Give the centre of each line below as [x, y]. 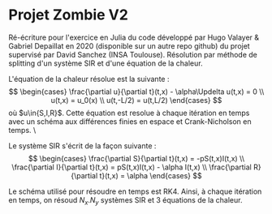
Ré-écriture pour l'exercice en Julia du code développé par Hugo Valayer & [134, 37]
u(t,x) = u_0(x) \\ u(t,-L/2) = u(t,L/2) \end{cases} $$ [136, 100]
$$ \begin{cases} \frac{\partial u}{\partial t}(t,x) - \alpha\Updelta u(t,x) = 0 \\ [136, 92]
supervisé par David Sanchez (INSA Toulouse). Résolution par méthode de [133, 54]
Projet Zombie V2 [68, 15]
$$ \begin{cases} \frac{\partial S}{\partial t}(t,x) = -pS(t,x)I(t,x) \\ [136, 158]
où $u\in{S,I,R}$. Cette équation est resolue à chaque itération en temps [129, 113]
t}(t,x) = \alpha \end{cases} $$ [151, 175]
